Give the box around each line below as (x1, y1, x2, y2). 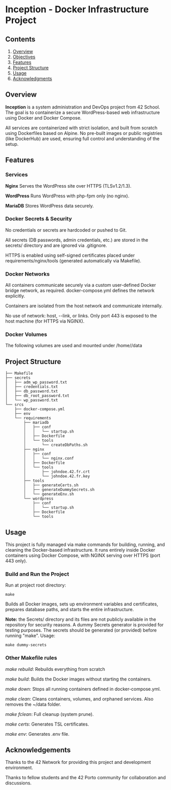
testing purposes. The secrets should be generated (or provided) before (5, 627, 157, 634)
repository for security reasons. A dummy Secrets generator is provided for (5, 622, 164, 628)
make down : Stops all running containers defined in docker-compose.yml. (5, 686, 161, 692)
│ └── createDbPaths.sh (23, 442, 88, 448)
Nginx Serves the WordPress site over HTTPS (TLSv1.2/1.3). (5, 183, 132, 189)
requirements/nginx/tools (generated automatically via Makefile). (5, 257, 141, 264)
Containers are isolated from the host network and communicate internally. (5, 303, 163, 309)
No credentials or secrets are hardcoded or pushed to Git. (5, 227, 127, 233)
